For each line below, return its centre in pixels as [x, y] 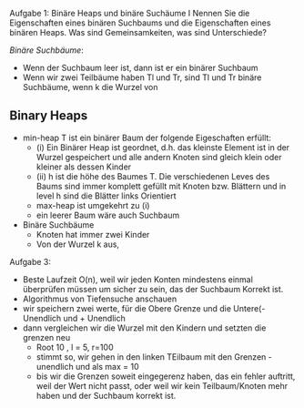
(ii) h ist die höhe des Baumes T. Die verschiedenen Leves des [153, 176]
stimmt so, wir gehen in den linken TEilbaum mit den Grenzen [151, 357]
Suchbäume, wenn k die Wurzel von [90, 87]
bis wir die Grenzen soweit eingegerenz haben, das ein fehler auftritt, [166, 376]
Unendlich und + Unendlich [74, 318]
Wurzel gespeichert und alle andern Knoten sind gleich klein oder [159, 157]
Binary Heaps [49, 116]
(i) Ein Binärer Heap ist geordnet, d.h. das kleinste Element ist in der [162, 147]
